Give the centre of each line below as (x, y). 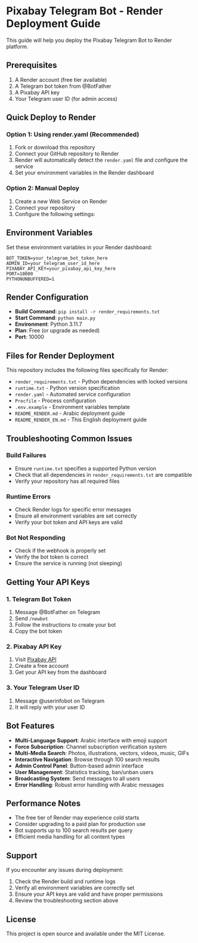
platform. (17, 47)
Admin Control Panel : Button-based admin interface (79, 766)
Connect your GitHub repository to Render (67, 154)
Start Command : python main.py (55, 318)
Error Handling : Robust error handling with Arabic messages (89, 785)
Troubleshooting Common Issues (69, 438)
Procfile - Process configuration (55, 400)
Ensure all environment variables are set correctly (76, 516)
